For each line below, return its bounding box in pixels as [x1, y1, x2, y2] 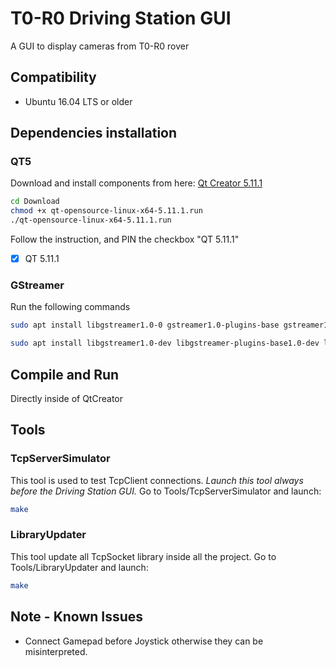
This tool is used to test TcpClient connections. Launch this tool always [10, 474, 304, 486]
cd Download [10, 197, 60, 207]
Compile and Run [10, 366, 120, 383]
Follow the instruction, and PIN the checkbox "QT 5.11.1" [10, 233, 240, 246]
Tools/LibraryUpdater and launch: [10, 561, 149, 573]
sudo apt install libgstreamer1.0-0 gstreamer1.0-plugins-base [10, 320, 280, 331]
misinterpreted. [24, 645, 88, 657]
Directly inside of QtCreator [10, 392, 123, 404]
